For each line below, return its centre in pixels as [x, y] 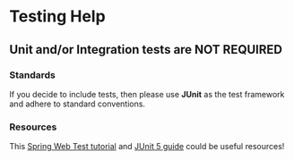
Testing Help [57, 17]
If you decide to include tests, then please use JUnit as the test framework [147, 94]
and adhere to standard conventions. [78, 104]
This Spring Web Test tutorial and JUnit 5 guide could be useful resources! [147, 147]
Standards [33, 75]
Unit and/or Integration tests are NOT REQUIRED [146, 50]
